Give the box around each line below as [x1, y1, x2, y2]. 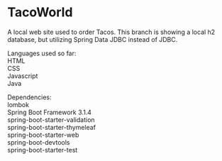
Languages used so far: [7, 49, 77, 57]
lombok [7, 100, 30, 109]
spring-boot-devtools [7, 138, 70, 146]
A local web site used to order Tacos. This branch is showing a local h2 [7, 28, 216, 36]
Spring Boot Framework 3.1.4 [7, 108, 92, 116]
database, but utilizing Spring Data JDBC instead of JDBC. [7, 35, 178, 43]
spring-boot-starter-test [7, 145, 78, 154]
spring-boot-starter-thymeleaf [7, 123, 96, 131]
